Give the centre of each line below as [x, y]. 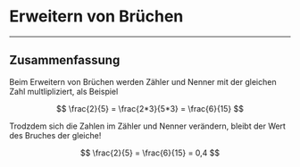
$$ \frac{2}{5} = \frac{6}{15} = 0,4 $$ [150, 153]
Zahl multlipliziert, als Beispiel [64, 91]
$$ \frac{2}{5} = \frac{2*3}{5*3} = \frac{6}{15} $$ [150, 108]
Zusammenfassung [65, 60]
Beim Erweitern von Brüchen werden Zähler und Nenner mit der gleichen [143, 81]
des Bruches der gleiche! [55, 135]
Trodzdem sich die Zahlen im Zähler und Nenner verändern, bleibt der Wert [147, 126]
